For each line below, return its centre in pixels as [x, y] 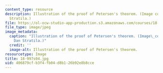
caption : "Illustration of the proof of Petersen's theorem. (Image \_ [82, 36]
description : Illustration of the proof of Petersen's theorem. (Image [79, 14]
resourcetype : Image [26, 54]
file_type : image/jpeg [28, 27]
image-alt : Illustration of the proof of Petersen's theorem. [73, 49]
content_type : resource [29, 9]
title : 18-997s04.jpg [27, 59]
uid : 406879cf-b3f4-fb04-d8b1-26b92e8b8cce [50, 63]
